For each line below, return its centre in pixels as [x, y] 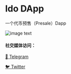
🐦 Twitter [15, 67]
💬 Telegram [17, 57]
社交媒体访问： [20, 45]
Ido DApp [25, 9]
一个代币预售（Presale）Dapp [36, 23]
